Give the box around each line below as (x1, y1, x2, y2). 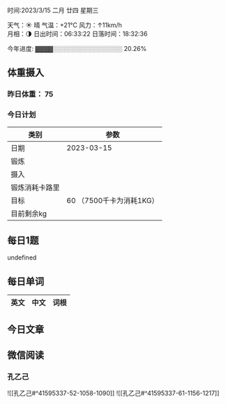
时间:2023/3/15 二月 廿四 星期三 (7, 6, 99, 14)
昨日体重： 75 (7, 89, 54, 99)
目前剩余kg (10, 209, 47, 218)
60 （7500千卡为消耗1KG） (66, 195, 159, 205)
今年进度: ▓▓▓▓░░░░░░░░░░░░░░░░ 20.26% (7, 45, 147, 52)
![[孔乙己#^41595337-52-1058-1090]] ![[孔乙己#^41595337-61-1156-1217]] (7, 389, 220, 398)
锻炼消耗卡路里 (10, 182, 61, 192)
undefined (7, 253, 37, 262)
